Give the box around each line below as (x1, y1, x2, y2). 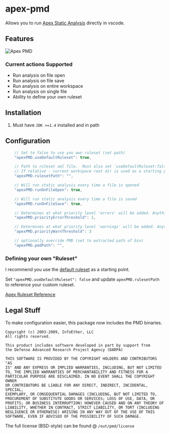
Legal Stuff (5, 306, 40, 315)
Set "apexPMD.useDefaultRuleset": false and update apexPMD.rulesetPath (5, 276, 160, 282)
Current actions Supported (5, 60, 73, 68)
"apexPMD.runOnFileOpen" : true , (14, 187, 82, 192)
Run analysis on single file (12, 88, 67, 94)
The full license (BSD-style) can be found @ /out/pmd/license (5, 422, 135, 429)
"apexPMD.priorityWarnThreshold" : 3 (14, 229, 92, 234)
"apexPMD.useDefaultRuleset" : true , (14, 155, 92, 160)
